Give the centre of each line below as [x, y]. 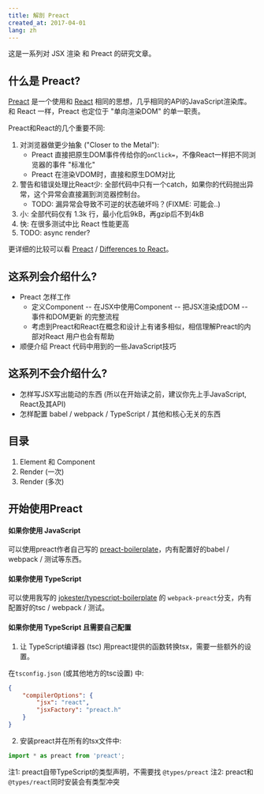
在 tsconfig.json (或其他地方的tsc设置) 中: [76, 673]
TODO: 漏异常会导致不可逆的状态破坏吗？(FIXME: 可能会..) [126, 204]
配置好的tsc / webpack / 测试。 [58, 608]
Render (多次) [42, 481]
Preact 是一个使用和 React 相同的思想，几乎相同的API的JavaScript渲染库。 [130, 102]
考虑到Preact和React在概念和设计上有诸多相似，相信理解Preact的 [138, 326]
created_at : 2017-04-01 [47, 23]
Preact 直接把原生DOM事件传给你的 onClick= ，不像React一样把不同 [140, 155]
